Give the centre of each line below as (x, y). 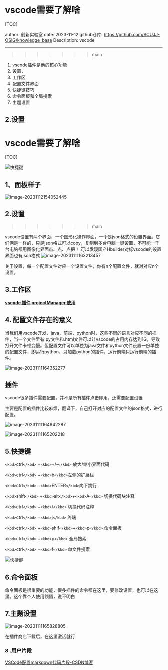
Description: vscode (74, 40)
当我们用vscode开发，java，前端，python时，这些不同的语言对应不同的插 (81, 333)
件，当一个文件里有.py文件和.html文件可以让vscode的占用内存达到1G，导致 (83, 339)
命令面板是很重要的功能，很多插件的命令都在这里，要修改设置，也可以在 (79, 590)
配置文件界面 (25, 83)
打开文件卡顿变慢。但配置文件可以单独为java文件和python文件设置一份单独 (82, 345)
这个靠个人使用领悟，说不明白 (44, 596)
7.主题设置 (21, 614)
